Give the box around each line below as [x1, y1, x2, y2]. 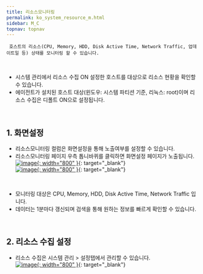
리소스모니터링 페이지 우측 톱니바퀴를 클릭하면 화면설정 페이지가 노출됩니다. [15, 153, 195, 160]
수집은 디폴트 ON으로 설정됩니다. [26, 96, 105, 104]
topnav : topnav [6, 26, 45, 32]
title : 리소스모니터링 [6, 9, 55, 15]
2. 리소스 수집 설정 [6, 237, 71, 247]
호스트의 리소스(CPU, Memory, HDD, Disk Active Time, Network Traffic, [9, 44, 186, 50]
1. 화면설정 [6, 127, 44, 138]
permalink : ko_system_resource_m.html [6, 15, 105, 21]
